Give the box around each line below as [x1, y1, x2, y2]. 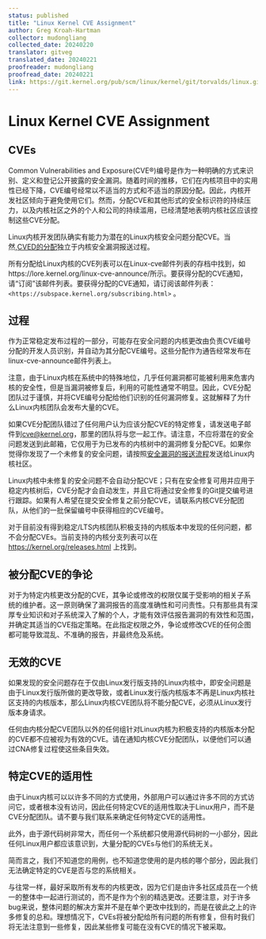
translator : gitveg [8, 48, 73, 56]
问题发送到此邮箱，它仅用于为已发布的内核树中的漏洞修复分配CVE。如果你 [8, 439, 252, 449]
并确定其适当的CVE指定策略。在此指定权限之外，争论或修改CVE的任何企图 [8, 620, 252, 630]
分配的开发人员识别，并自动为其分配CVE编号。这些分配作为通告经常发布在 [8, 346, 252, 356]
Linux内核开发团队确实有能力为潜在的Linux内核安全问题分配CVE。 [8, 231, 224, 242]
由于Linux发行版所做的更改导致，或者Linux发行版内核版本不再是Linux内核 [8, 687, 249, 697]
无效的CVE [8, 655, 62, 669]
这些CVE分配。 [14, 215, 65, 224]
